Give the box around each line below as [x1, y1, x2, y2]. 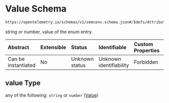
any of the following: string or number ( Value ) [5, 92, 99, 98]
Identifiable [98, 44, 127, 51]
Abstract [8, 44, 29, 51]
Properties [134, 47, 160, 54]
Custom [134, 41, 153, 48]
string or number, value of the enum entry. [5, 29, 93, 35]
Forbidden [134, 58, 158, 65]
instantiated [8, 61, 36, 68]
